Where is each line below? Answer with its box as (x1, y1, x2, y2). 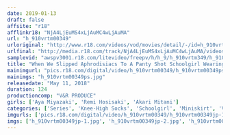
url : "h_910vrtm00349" (7, 35, 72, 42)
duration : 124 (7, 86, 48, 93)
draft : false (7, 16, 44, 23)
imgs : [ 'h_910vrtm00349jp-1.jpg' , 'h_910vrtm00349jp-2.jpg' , (7, 117, 186, 125)
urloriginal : (7, 42, 44, 48)
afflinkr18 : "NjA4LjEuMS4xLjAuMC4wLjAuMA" (7, 29, 130, 36)
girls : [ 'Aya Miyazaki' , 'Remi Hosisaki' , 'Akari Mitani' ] (7, 99, 179, 106)
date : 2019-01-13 (7, 10, 57, 17)
